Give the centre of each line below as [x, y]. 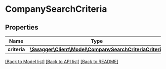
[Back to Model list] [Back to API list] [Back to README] [62, 62]
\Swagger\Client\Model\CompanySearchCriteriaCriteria [97, 49]
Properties [22, 27]
